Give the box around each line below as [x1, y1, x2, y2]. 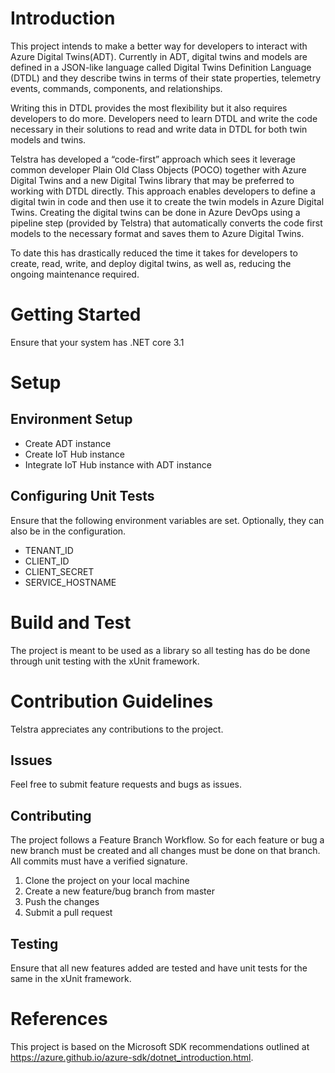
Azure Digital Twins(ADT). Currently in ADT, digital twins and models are [10, 50, 308, 62]
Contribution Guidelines [10, 690, 214, 712]
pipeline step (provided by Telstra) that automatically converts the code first [10, 217, 323, 229]
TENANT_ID [24, 544, 74, 556]
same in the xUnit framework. [10, 973, 132, 984]
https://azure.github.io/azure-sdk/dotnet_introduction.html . [10, 1051, 254, 1063]
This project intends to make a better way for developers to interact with [10, 40, 308, 52]
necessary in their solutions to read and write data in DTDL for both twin [10, 123, 308, 135]
